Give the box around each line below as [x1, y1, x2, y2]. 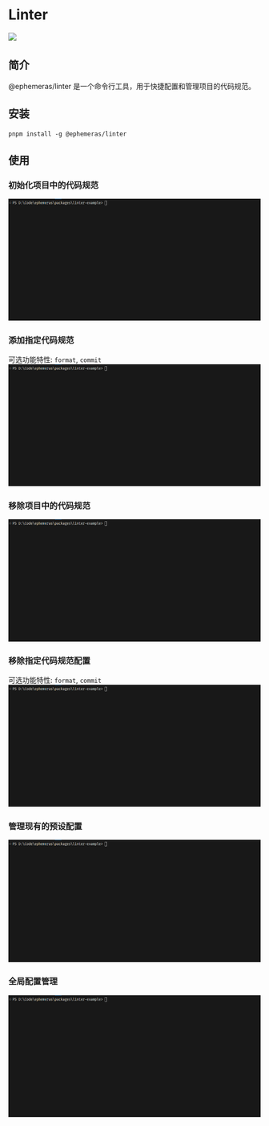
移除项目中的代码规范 [8, 500, 90, 511]
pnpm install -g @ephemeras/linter [8, 130, 127, 138]
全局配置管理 [8, 976, 58, 987]
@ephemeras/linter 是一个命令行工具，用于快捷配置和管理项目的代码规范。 [8, 81, 256, 91]
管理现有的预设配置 [8, 820, 82, 831]
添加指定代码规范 [8, 335, 74, 346]
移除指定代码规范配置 [8, 656, 90, 667]
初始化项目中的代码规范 [8, 179, 98, 190]
